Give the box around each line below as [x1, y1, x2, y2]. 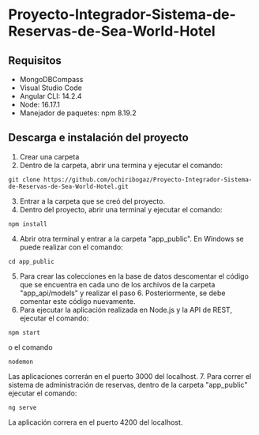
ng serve [8, 403, 37, 411]
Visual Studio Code [19, 83, 83, 92]
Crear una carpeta [19, 152, 80, 161]
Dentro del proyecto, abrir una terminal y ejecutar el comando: [19, 204, 223, 214]
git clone [8, 175, 41, 183]
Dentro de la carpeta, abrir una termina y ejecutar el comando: [19, 160, 223, 170]
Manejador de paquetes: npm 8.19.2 [19, 108, 137, 118]
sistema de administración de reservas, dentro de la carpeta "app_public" [8, 380, 248, 389]
